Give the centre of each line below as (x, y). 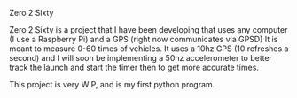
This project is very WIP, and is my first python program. (112, 84)
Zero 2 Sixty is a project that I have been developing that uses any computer (148, 30)
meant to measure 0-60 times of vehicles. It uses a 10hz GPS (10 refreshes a (149, 49)
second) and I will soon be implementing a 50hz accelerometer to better (141, 58)
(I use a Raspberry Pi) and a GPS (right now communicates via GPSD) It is (144, 39)
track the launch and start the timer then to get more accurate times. (134, 67)
